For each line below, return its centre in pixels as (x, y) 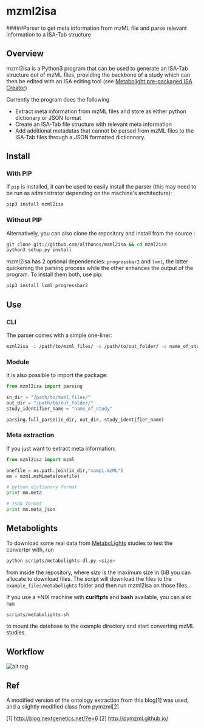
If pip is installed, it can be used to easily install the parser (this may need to (101, 187)
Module (18, 362)
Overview (25, 54)
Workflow (25, 652)
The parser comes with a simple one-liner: (59, 335)
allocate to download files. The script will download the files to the (89, 578)
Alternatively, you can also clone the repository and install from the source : (101, 233)
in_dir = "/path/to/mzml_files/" (49, 397)
